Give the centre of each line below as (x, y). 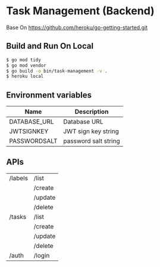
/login (42, 255)
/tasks (18, 216)
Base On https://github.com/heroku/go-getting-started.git (77, 27)
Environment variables (49, 95)
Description (92, 112)
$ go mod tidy (24, 60)
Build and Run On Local (50, 46)
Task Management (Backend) (80, 11)
